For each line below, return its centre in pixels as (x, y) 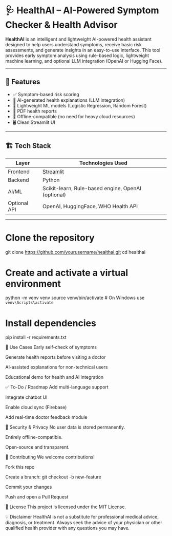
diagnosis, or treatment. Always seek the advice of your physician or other (84, 523)
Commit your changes (29, 487)
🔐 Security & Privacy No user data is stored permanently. (65, 427)
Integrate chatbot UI (26, 397)
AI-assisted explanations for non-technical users (57, 367)
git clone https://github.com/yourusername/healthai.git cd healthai (76, 252)
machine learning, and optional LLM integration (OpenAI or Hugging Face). (84, 61)
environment (33, 283)
